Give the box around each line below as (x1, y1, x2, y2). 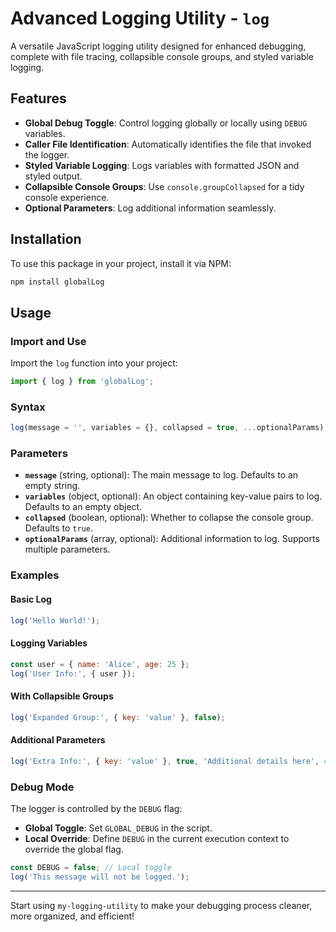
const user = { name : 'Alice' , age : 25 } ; (10, 659, 190, 669)
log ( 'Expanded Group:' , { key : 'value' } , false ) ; (10, 712, 226, 722)
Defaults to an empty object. (24, 501, 143, 513)
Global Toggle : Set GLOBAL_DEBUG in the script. (24, 822, 213, 834)
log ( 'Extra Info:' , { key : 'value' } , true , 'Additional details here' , (10, 756, 320, 766)
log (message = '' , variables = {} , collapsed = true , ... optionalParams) (10, 423, 325, 433)
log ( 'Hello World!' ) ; (10, 615, 101, 626)
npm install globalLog (10, 277, 105, 287)
